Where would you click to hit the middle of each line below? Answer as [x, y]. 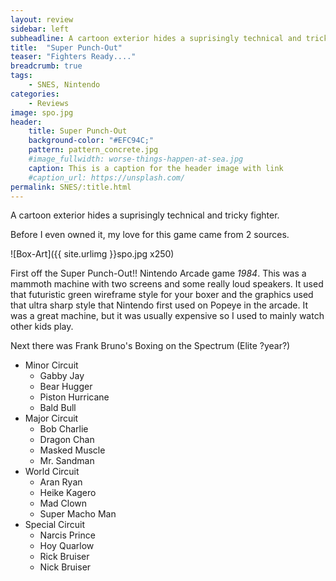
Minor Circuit [51, 365]
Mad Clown [63, 503]
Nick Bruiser [65, 567]
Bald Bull [58, 408]
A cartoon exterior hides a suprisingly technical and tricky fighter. [145, 215]
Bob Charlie [64, 429]
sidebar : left [40, 29]
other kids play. [42, 327]
